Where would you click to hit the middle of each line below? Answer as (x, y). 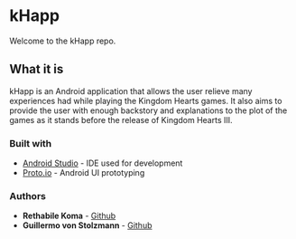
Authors (28, 196)
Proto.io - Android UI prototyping (83, 173)
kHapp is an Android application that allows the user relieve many (131, 91)
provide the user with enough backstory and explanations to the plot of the (148, 110)
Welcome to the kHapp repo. (63, 41)
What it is (37, 69)
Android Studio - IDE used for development (102, 163)
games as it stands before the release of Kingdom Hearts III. (121, 119)
